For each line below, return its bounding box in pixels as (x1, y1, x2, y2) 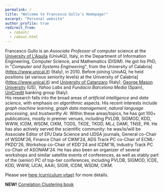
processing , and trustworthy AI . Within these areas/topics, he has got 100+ (5, 110, 156, 116)
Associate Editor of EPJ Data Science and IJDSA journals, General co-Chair (5, 131, 157, 137)
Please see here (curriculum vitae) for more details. (5, 172, 109, 178)
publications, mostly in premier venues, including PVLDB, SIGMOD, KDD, (5, 116, 152, 121)
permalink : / (5, 7, 32, 12)
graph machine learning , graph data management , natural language (5, 105, 143, 111)
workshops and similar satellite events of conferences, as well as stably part (5, 152, 159, 158)
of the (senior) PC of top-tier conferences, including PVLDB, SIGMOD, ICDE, (5, 157, 159, 163)
